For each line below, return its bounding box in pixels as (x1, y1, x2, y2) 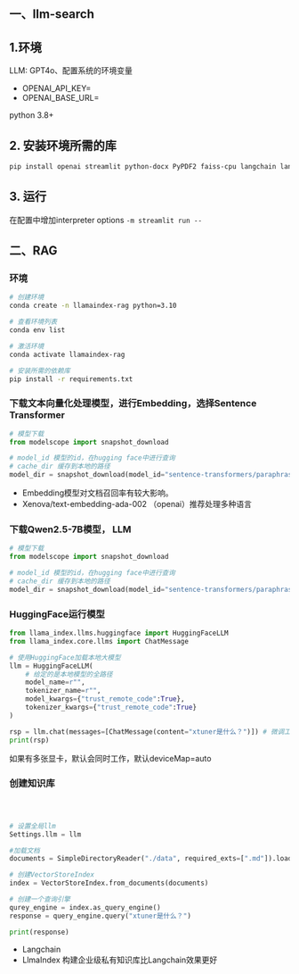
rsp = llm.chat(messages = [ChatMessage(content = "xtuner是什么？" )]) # (9, 727, 267, 737)
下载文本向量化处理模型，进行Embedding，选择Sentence (9, 397, 257, 410)
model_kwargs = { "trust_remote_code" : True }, (25, 695, 185, 703)
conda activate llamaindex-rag (9, 350, 125, 359)
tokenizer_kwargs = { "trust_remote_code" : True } (25, 703, 198, 712)
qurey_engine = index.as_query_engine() (9, 903, 162, 912)
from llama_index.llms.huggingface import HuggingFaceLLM (9, 629, 229, 638)
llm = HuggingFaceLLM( (9, 662, 93, 670)
